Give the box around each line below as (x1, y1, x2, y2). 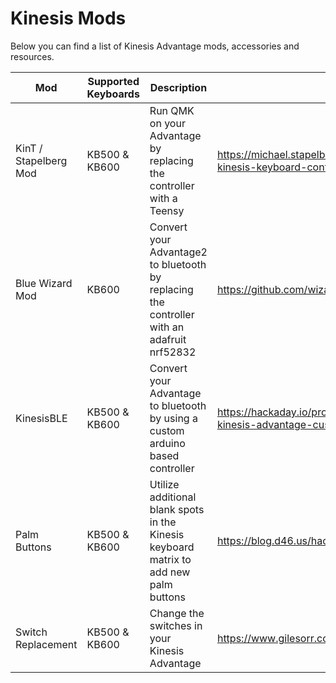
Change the (149, 606, 205, 620)
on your (149, 116, 186, 130)
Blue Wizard (15, 276, 73, 290)
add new (149, 565, 191, 579)
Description (149, 80, 208, 94)
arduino (149, 436, 186, 450)
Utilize (149, 477, 180, 491)
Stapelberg (15, 153, 68, 167)
